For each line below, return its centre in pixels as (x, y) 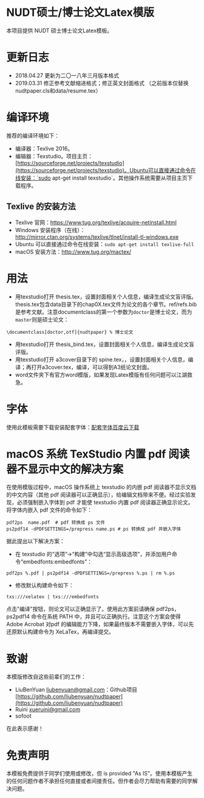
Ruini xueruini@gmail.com (48, 710)
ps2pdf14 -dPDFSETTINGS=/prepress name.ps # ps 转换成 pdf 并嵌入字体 (94, 529)
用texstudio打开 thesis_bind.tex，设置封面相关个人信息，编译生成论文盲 (105, 344)
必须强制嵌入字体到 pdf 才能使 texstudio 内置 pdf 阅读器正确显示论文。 (105, 503)
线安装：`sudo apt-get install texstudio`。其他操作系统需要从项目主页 (101, 178)
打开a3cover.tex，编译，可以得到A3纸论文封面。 (92, 367)
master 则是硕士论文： (42, 319)
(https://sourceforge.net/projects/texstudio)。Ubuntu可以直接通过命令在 (105, 170)
